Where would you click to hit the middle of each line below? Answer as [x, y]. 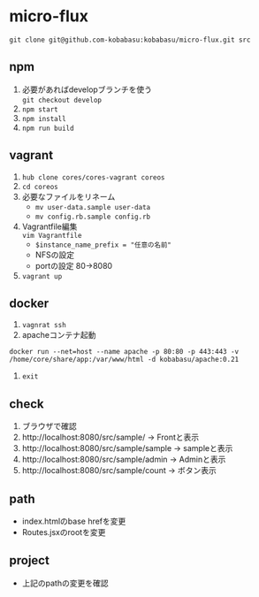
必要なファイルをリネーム [69, 196]
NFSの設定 [55, 255]
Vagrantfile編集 [50, 226]
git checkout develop [61, 100]
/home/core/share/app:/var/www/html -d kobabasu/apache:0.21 [124, 360]
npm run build [48, 128]
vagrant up [42, 276]
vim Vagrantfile [52, 235]
